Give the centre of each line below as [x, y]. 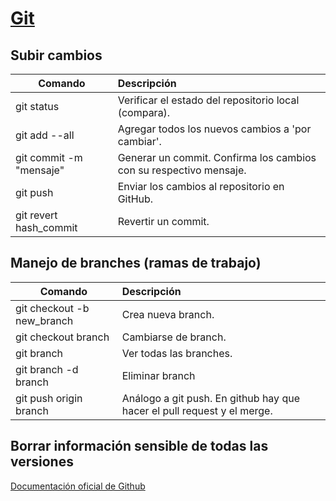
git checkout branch [62, 337]
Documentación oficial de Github [78, 486]
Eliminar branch [158, 375]
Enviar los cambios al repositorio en [201, 186]
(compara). [144, 112]
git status [37, 106]
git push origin [49, 398]
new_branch [44, 320]
